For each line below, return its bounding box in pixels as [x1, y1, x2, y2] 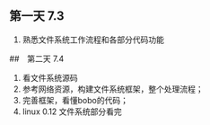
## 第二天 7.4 [9, 53, 65, 64]
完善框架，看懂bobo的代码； [22, 94, 128, 105]
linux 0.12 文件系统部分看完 [22, 106, 123, 117]
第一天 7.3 [9, 8, 65, 24]
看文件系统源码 [22, 72, 78, 83]
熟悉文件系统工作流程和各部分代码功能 [22, 34, 164, 45]
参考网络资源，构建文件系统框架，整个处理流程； [22, 84, 204, 94]
